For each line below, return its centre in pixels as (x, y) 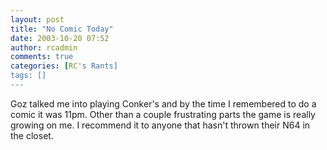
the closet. (32, 135)
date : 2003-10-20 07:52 (60, 38)
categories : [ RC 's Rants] (64, 66)
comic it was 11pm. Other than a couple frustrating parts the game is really (163, 114)
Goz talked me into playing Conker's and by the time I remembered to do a (163, 103)
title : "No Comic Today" (62, 29)
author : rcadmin (44, 47)
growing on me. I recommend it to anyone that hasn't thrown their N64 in (160, 125)
